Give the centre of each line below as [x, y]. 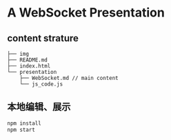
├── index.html [29, 66]
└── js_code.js [41, 84]
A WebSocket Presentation [86, 13]
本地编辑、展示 [39, 107]
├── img [18, 54]
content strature [43, 38]
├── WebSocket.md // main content [69, 78]
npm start [21, 130]
